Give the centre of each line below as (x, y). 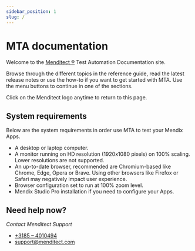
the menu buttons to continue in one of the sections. (70, 86)
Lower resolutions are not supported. (59, 160)
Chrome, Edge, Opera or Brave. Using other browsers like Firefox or (96, 173)
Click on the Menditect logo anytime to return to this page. (77, 98)
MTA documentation (57, 46)
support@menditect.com (45, 242)
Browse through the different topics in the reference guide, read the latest (95, 73)
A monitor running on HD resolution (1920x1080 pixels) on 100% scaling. (102, 154)
